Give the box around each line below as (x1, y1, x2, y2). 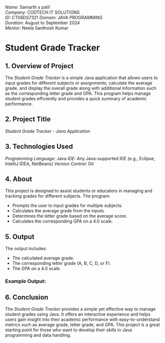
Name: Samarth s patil (5, 4, 50, 10)
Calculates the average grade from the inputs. (12, 208, 106, 214)
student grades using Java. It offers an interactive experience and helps (5, 311, 151, 317)
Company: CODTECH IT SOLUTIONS (5, 9, 80, 15)
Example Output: (5, 278, 46, 285)
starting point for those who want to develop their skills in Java (5, 327, 132, 333)
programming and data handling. (5, 332, 71, 338)
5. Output (5, 232, 34, 241)
